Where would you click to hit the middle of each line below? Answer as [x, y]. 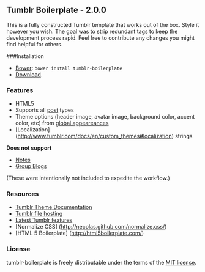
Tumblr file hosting [39, 214]
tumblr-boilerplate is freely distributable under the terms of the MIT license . [102, 262]
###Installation [25, 56]
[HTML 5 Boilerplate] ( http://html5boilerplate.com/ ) [80, 233]
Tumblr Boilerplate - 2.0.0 [57, 10]
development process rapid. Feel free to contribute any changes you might [100, 38]
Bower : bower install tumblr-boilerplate [69, 68]
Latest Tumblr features [44, 220]
